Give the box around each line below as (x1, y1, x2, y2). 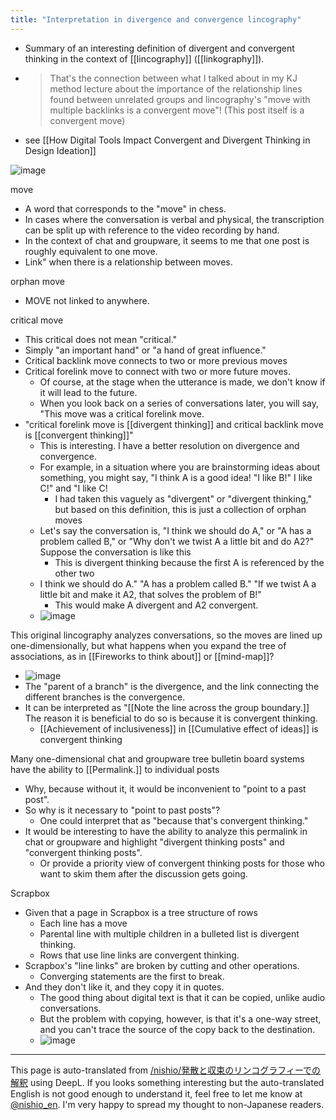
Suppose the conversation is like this (39, 546, 192, 558)
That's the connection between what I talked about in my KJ (49, 72, 298, 84)
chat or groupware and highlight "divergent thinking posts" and (24, 836, 285, 848)
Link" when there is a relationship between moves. (24, 256, 233, 268)
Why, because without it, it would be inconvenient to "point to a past (24, 782, 307, 795)
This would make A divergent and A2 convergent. (54, 599, 259, 611)
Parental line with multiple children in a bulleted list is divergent (39, 927, 300, 940)
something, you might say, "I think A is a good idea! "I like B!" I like (39, 471, 313, 483)
